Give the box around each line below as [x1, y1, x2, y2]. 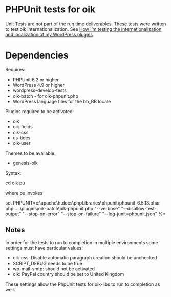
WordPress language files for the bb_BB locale [12, 98, 111, 104]
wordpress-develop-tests [12, 87, 67, 94]
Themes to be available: [5, 150, 56, 156]
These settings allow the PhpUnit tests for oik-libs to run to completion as [5, 281, 160, 287]
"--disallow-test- [121, 205, 157, 211]
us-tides [12, 135, 31, 141]
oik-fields [12, 123, 33, 129]
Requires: [5, 66, 26, 72]
